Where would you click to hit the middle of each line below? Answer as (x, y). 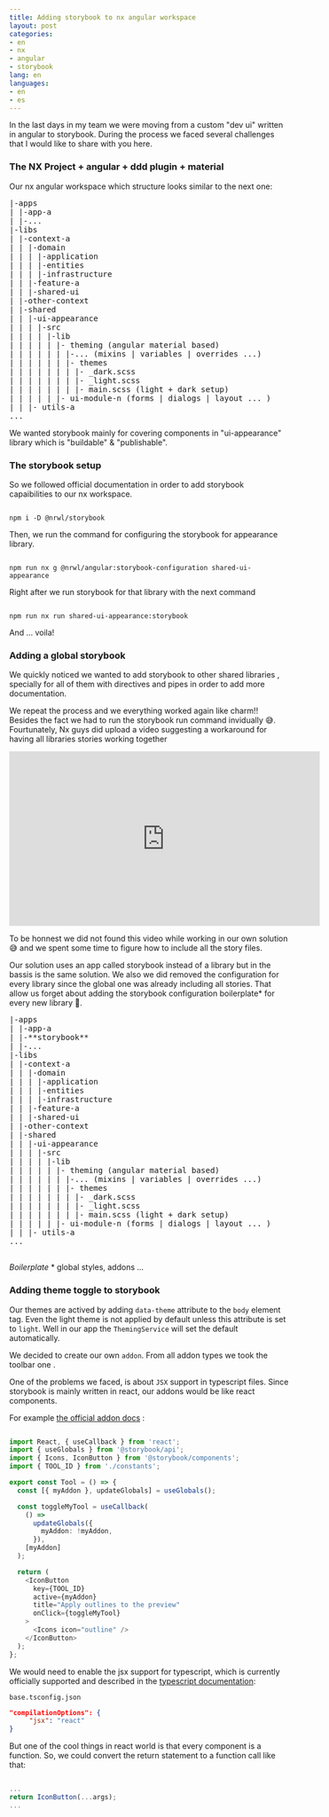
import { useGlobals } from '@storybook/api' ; (97, 1450)
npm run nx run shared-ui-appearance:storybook (99, 616)
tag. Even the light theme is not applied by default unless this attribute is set (148, 1319)
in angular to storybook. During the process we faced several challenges (142, 135)
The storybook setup (55, 465)
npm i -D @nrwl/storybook (57, 518)
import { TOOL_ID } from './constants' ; (85, 1467)
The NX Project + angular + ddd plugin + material (117, 167)
